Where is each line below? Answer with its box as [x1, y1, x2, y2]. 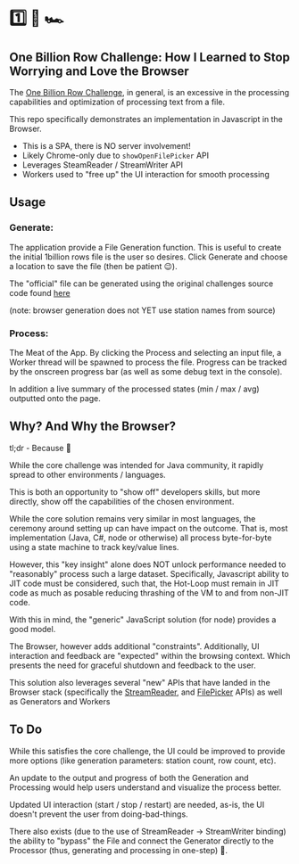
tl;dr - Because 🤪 [9, 442, 71, 453]
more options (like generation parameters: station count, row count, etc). [9, 755, 277, 766]
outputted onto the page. [9, 392, 101, 403]
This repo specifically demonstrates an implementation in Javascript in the [9, 114, 284, 124]
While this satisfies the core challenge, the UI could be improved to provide [9, 745, 286, 756]
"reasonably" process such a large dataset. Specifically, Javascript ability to [9, 568, 290, 579]
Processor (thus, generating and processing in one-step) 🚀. [9, 844, 228, 855]
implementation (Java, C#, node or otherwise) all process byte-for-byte [9, 532, 272, 543]
